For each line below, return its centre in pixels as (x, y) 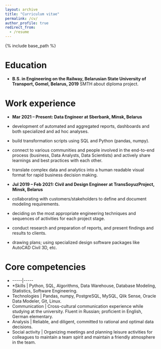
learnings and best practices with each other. (57, 160)
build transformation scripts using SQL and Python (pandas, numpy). (80, 140)
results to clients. (29, 233)
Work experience (40, 103)
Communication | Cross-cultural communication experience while (78, 306)
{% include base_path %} (31, 46)
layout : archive (21, 9)
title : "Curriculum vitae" (32, 14)
